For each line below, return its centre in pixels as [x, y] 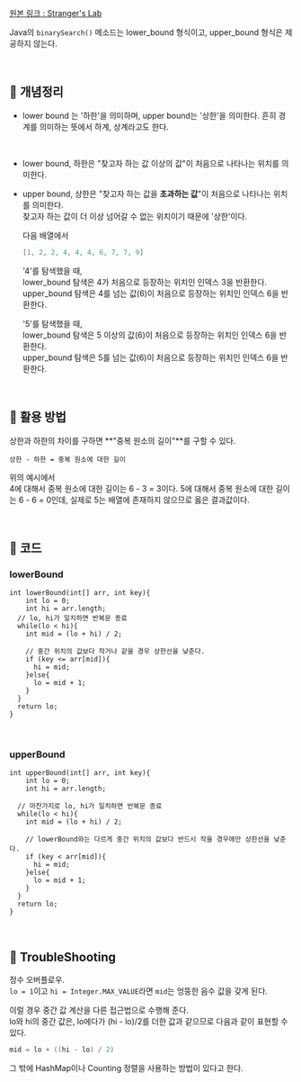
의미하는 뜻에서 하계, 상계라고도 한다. [104, 126]
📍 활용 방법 [38, 417]
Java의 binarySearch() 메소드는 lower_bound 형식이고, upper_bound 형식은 [146, 32]
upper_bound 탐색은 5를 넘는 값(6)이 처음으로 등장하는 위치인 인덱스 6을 [150, 357]
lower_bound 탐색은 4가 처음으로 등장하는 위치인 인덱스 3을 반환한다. [145, 282]
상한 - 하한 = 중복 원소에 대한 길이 [67, 459]
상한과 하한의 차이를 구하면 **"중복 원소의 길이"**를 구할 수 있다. [123, 440]
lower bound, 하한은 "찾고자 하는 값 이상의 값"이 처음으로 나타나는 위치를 [151, 163]
